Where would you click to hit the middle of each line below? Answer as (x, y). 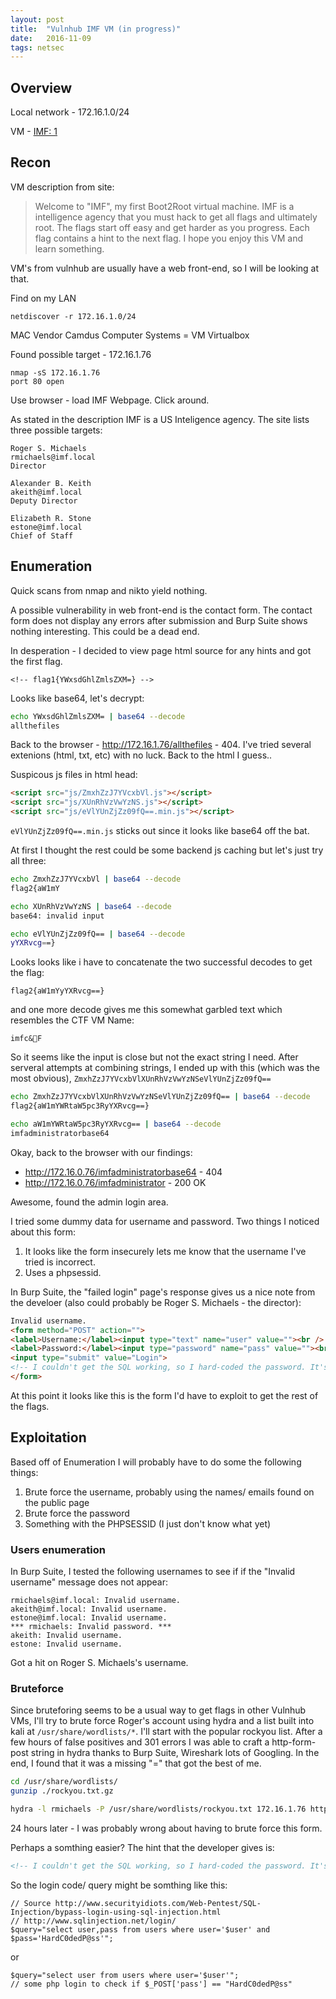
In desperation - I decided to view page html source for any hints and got (161, 650)
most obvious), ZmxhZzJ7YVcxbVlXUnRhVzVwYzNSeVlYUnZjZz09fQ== (141, 1078)
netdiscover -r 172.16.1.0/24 (73, 316)
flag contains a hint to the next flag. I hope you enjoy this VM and (168, 238)
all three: (28, 861)
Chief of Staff (42, 536)
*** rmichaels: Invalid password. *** (91, 1627)
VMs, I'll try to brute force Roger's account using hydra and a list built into (162, 1721)
